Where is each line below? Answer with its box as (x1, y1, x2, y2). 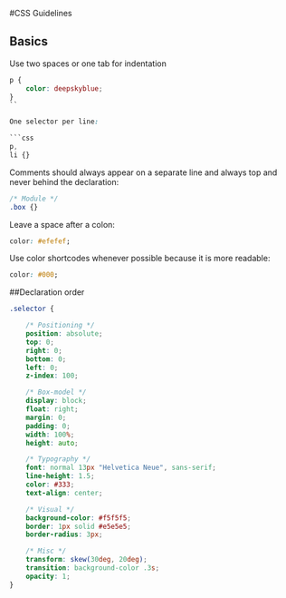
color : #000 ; (9, 270, 59, 279)
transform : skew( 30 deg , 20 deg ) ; (25, 555, 148, 564)
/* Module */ (9, 194, 59, 203)
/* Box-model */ (25, 387, 88, 397)
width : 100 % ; (25, 430, 75, 439)
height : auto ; (25, 438, 79, 447)
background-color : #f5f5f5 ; (25, 513, 131, 523)
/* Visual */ (25, 505, 75, 514)
